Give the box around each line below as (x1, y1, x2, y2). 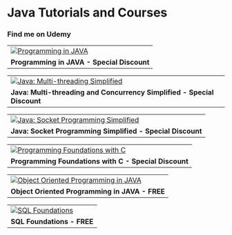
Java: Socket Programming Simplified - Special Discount (10, 126, 202, 136)
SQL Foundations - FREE (10, 217, 94, 227)
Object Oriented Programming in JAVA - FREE (10, 187, 166, 196)
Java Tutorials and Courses (7, 5, 168, 21)
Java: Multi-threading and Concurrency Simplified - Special (10, 88, 214, 97)
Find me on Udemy (7, 30, 71, 39)
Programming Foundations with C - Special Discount (10, 156, 188, 166)
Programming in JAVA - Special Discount (10, 57, 150, 67)
